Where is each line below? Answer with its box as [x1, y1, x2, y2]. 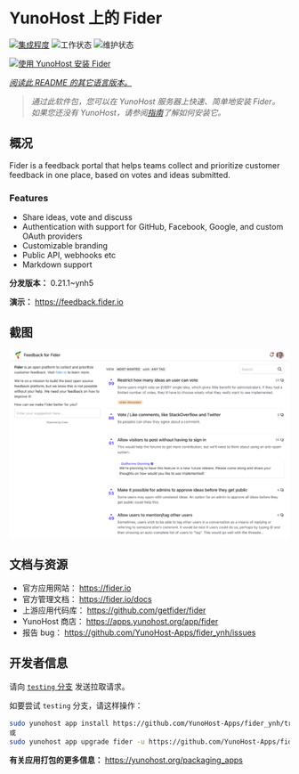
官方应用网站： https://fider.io [21, 583, 132, 593]
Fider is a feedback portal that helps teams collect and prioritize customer [9, 159, 280, 170]
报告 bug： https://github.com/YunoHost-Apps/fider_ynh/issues [21, 627, 256, 638]
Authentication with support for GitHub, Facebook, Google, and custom [21, 222, 284, 232]
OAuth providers [21, 231, 83, 241]
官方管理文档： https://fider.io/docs [21, 593, 153, 604]
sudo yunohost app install [9, 719, 109, 728]
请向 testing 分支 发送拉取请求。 [9, 680, 130, 691]
